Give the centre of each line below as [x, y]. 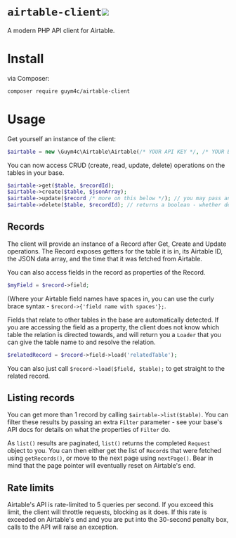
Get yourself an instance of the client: [62, 138]
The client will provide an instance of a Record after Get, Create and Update [117, 244]
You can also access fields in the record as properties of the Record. [106, 272]
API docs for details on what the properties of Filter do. [89, 430]
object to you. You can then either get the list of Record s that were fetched [114, 451]
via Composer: [28, 78]
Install [26, 59]
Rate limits [31, 488]
